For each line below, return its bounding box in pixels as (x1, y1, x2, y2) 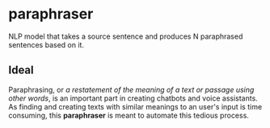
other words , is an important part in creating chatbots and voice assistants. (8, 93, 259, 103)
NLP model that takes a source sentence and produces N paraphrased (8, 31, 243, 41)
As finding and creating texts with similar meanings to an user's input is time (8, 101, 263, 111)
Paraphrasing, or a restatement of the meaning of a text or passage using (8, 85, 255, 94)
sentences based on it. (8, 39, 85, 49)
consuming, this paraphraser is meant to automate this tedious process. (8, 110, 249, 120)
